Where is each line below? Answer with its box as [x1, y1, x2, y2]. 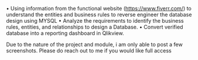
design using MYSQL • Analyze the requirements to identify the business [6, 17, 184, 24]
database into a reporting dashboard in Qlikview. [6, 30, 124, 37]
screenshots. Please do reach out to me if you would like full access [6, 47, 172, 54]
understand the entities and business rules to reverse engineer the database [6, 11, 192, 18]
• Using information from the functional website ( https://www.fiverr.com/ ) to [6, 5, 192, 12]
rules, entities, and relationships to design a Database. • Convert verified [6, 23, 183, 30]
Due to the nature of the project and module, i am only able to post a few [6, 41, 183, 48]
